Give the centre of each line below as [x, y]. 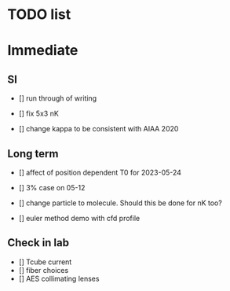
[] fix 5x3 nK [39, 114]
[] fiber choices [44, 270]
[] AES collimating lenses [59, 278]
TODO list [39, 15]
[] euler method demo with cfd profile [79, 218]
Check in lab [38, 243]
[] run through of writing [58, 98]
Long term [33, 154]
